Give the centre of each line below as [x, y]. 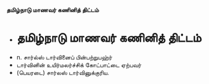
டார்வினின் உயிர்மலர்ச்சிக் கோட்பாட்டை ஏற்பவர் [79, 65]
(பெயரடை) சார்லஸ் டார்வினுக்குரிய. [63, 72]
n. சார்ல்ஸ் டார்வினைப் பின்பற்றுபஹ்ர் [64, 57]
